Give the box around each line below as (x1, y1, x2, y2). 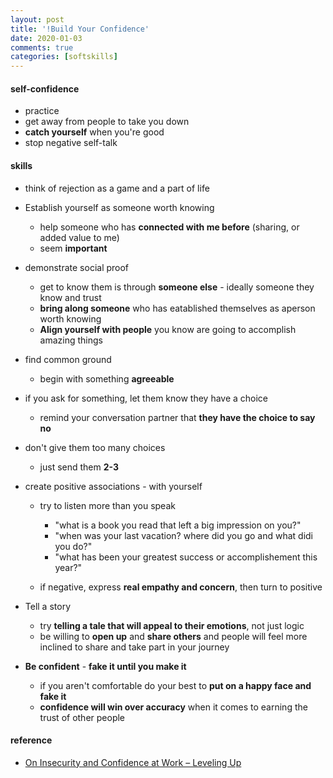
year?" (54, 561, 83, 573)
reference (10, 734, 53, 746)
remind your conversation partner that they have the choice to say (39, 411, 316, 423)
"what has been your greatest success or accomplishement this (54, 551, 318, 563)
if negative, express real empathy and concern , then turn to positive (39, 581, 323, 593)
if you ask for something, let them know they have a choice (24, 392, 269, 404)
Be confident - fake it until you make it (24, 660, 187, 672)
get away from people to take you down (24, 116, 190, 128)
